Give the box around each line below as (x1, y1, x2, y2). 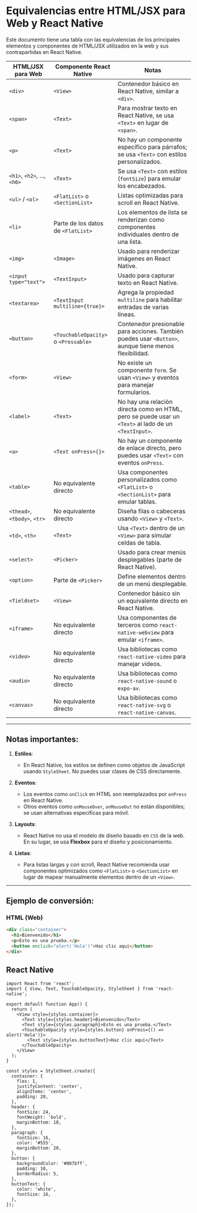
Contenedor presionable (117, 320, 185, 328)
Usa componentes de (117, 613, 177, 621)
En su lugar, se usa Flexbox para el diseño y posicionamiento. (23, 838, 173, 845)
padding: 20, (16, 1094, 49, 1100)
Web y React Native (6, 16, 104, 30)
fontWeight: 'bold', (16, 1114, 67, 1120)
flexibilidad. (117, 349, 150, 357)
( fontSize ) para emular (117, 174, 181, 183)
